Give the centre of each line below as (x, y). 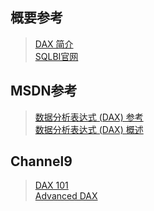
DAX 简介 (54, 44)
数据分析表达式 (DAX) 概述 (89, 129)
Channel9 (41, 161)
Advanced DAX (66, 196)
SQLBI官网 (56, 56)
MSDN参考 (44, 91)
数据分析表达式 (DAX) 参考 (89, 117)
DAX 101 (51, 185)
